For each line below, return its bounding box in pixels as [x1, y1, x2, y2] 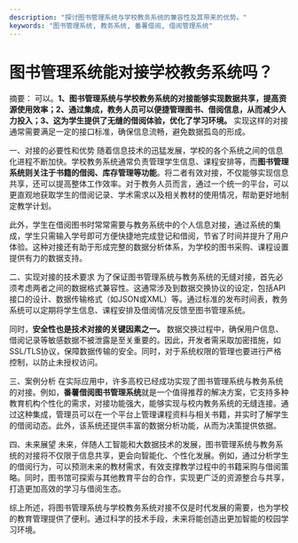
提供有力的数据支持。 [9, 253, 87, 264]
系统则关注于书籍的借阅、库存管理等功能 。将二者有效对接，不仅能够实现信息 [9, 168, 289, 178]
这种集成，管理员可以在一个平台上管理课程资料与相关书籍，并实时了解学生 [16, 409, 289, 420]
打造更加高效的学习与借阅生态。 [9, 484, 126, 494]
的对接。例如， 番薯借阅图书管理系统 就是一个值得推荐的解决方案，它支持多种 [9, 387, 289, 397]
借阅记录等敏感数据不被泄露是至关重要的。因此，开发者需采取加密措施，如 [9, 334, 281, 346]
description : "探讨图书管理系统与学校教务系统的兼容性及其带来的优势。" [9, 12, 247, 22]
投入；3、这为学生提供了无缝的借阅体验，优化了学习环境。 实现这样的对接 [16, 115, 288, 126]
